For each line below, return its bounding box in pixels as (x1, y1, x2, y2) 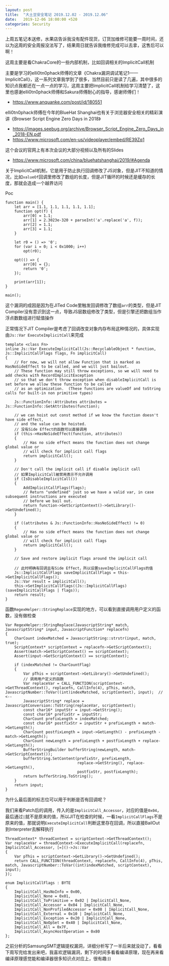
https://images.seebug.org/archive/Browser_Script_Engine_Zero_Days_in (12, 126, 164, 132)
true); (5, 640, 19, 645)
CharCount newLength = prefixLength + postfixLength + (23, 738, 141, 744)
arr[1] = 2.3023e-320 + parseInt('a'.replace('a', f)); (23, 218, 143, 223)
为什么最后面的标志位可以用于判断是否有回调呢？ (5, 796, 107, 803)
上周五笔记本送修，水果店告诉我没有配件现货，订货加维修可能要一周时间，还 (5, 36, 164, 42)
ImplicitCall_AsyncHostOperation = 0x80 (14, 929, 100, 934)
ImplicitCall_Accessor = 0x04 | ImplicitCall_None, (14, 902, 125, 908)
